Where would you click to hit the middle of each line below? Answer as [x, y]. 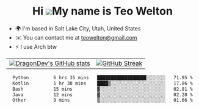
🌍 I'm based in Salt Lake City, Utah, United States [78, 28]
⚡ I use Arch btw [36, 46]
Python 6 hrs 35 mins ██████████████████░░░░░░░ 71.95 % [103, 77]
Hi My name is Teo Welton [103, 11]
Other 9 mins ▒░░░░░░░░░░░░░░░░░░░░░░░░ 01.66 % [103, 100]
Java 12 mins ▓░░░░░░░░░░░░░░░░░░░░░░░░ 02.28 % [103, 95]
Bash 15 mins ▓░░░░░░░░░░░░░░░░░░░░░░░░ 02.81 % [103, 89]
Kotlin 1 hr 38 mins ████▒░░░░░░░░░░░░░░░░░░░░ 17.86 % [103, 83]
